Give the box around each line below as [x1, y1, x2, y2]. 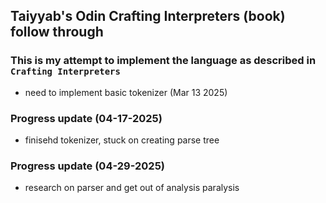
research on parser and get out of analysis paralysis [24, 182, 240, 194]
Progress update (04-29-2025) [10, 159, 165, 173]
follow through [10, 24, 104, 41]
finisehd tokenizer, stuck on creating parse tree [24, 134, 220, 146]
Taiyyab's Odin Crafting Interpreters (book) [10, 8, 286, 25]
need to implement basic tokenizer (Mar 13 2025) [24, 86, 228, 98]
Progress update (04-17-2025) [10, 111, 163, 125]
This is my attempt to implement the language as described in [10, 54, 317, 68]
